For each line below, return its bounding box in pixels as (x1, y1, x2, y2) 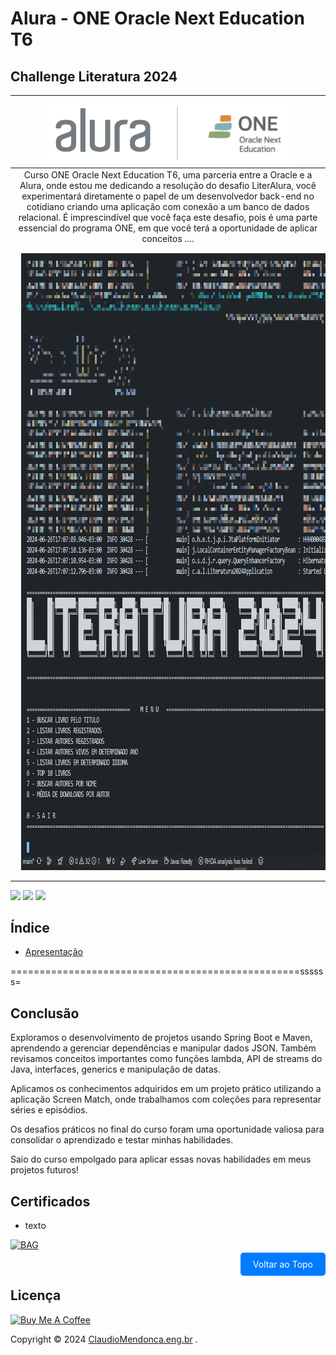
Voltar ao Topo (252, 1258, 313, 1270)
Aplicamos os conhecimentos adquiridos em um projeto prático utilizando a (10, 1083, 322, 1095)
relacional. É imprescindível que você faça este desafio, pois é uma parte (18, 211, 318, 223)
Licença (10, 1287, 62, 1304)
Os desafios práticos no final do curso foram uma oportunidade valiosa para (10, 1123, 325, 1136)
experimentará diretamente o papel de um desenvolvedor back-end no (21, 190, 315, 202)
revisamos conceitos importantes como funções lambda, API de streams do (10, 1053, 323, 1065)
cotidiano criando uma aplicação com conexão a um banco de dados (26, 200, 310, 212)
